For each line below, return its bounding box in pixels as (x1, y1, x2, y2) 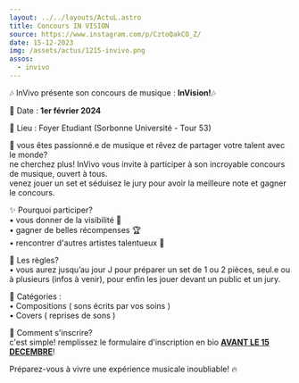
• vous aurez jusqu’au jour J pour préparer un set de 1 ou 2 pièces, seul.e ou (9, 264, 291, 275)
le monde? (9, 149, 48, 160)
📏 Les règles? (9, 254, 60, 265)
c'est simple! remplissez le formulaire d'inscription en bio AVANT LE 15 (9, 337, 270, 347)
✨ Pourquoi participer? (9, 204, 94, 215)
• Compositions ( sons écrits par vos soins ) (9, 300, 171, 311)
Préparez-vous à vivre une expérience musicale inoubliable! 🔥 (9, 363, 238, 374)
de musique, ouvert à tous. (9, 168, 108, 179)
